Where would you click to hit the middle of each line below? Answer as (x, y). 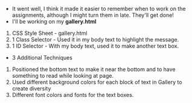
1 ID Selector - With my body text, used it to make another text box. (95, 46)
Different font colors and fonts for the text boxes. (73, 95)
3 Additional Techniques (42, 58)
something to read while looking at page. (62, 76)
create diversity (31, 89)
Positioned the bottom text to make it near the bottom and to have (94, 69)
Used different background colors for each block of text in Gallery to (97, 82)
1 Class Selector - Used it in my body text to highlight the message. (95, 39)
